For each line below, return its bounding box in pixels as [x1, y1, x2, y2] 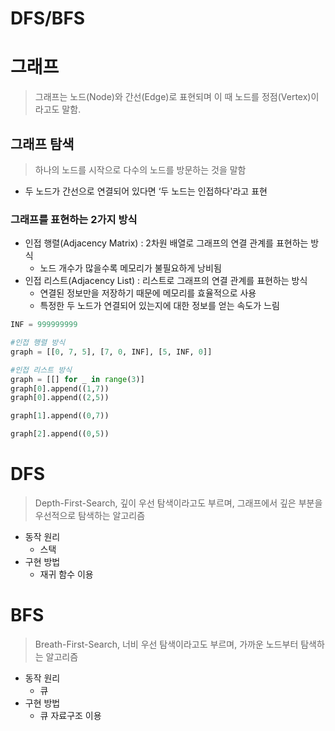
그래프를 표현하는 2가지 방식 [10, 212, 138, 226]
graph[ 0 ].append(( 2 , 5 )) [10, 393, 110, 403]
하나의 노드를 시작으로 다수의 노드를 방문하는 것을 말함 [34, 163, 247, 176]
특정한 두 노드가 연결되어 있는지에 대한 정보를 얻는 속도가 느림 [39, 300, 280, 312]
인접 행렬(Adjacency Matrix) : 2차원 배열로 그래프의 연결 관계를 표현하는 [24, 237, 309, 249]
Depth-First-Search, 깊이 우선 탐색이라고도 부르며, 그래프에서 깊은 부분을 [34, 497, 323, 509]
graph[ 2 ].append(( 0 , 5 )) [10, 429, 110, 439]
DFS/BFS [10, 7, 86, 30]
